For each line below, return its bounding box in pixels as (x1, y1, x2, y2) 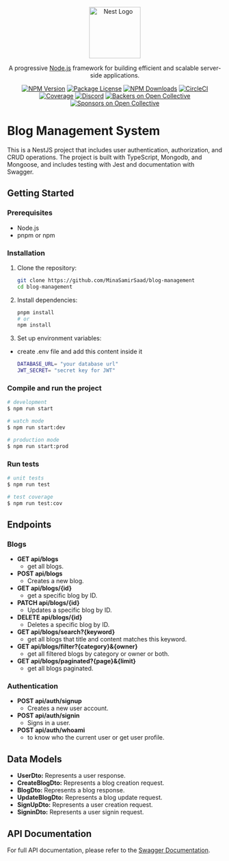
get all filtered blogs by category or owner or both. (27, 650, 170, 658)
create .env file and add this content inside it (16, 347, 142, 356)
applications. (103, 71, 140, 79)
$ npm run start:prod (7, 443, 69, 449)
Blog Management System (7, 123, 161, 139)
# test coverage (7, 493, 53, 500)
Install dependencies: (16, 296, 78, 304)
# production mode (7, 436, 59, 443)
